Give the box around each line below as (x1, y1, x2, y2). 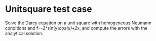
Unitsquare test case (5, 3, 92, 15)
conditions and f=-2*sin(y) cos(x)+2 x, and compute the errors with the (5, 25, 148, 31)
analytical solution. (5, 30, 43, 36)
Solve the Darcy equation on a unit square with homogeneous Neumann (5, 20, 152, 26)
